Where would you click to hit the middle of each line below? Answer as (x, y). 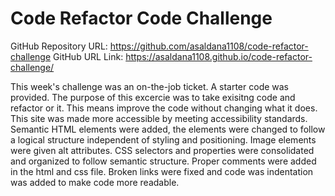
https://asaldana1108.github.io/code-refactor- (219, 56)
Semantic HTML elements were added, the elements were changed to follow (168, 129)
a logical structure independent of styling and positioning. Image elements (163, 139)
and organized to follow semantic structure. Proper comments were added (163, 161)
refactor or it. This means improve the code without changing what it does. (164, 108)
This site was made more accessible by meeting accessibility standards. (159, 118)
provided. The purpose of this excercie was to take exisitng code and (153, 97)
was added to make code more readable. (95, 182)
